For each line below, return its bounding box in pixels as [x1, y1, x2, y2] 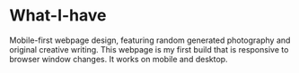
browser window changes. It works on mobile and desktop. [9, 53, 228, 64]
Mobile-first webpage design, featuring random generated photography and [9, 35, 291, 45]
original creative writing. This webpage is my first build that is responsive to [9, 44, 289, 54]
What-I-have [9, 5, 107, 26]
